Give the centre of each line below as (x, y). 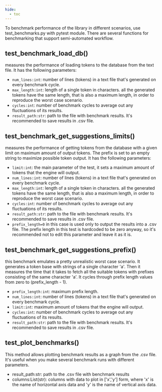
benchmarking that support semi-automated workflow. (59, 38)
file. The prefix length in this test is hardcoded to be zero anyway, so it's (84, 229)
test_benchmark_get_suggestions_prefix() (71, 250)
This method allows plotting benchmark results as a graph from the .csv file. (81, 354)
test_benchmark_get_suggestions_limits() (70, 136)
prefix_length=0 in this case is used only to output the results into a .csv (84, 224)
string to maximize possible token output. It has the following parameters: (78, 158)
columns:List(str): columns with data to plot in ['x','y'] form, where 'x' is (83, 379)
